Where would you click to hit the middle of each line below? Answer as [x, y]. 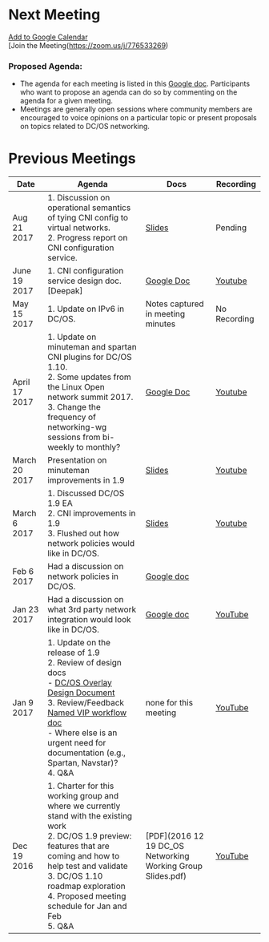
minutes [161, 324]
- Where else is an [82, 733]
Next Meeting [54, 15]
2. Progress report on [88, 238]
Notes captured [175, 304]
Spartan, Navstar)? [83, 763]
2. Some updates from [90, 377]
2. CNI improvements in [92, 513]
